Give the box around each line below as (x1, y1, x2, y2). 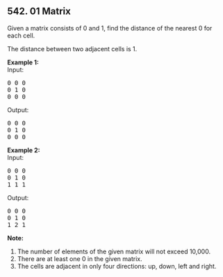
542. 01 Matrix (7, 6, 71, 17)
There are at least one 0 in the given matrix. (17, 254, 142, 262)
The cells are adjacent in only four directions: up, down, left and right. (17, 262, 217, 270)
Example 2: (7, 145, 40, 154)
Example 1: (7, 58, 40, 66)
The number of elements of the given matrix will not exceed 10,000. (17, 247, 210, 256)
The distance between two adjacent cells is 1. (7, 44, 138, 53)
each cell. (7, 31, 35, 39)
